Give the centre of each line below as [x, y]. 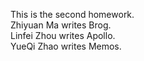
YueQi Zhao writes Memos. [66, 46]
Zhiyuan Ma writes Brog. [61, 25]
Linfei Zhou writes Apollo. [63, 35]
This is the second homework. [72, 14]
